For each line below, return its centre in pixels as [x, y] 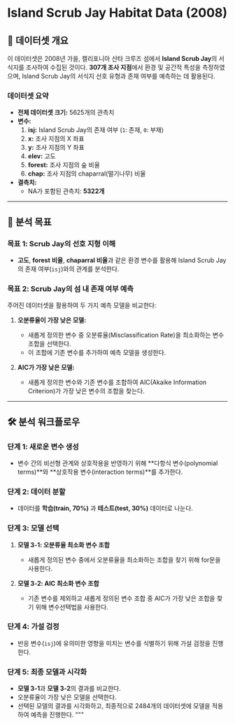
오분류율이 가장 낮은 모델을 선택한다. [67, 697]
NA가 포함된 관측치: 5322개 [66, 191]
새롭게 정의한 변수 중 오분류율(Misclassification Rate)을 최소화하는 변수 [126, 335]
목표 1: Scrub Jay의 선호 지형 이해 [62, 244]
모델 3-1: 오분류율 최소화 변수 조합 [64, 544]
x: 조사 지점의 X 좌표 [56, 139]
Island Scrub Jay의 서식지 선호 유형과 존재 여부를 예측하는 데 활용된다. [119, 76]
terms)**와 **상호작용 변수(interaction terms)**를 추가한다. [100, 472]
